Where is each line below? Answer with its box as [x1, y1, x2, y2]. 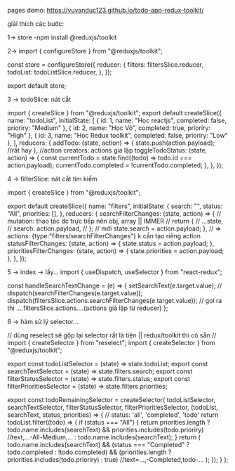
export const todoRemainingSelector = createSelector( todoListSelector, [7, 396, 216, 404]
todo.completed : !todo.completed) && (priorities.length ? [7, 448, 172, 456]
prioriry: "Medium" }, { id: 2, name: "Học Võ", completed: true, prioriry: [7, 124, 210, 132]
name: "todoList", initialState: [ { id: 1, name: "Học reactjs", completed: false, [7, 116, 227, 124]
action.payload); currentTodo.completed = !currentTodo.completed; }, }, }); [7, 161, 224, 169]
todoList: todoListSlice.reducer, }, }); [7, 68, 112, 76]
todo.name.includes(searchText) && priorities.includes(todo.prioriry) [7, 425, 204, 434]
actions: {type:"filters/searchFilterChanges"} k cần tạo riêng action [7, 232, 201, 240]
